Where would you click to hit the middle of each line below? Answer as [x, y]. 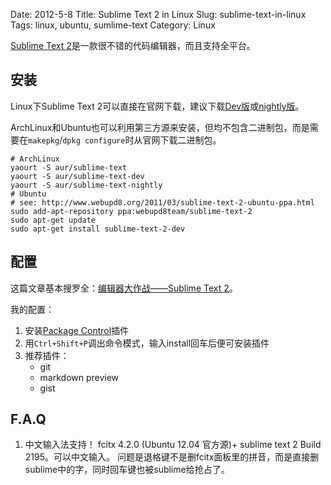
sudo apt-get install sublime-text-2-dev [98, 229]
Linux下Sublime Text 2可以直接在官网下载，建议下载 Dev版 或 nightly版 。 [157, 106]
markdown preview [79, 377]
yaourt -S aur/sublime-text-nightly [86, 185]
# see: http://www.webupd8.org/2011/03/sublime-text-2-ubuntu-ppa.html [162, 202]
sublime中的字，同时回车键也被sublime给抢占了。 [127, 470]
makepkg [44, 140]
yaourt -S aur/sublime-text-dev [77, 176]
